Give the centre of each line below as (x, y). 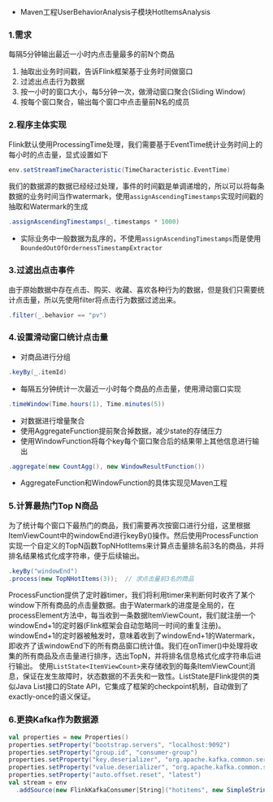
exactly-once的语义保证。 (52, 696)
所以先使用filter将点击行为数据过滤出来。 (112, 300)
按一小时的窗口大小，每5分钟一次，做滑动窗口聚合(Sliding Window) (133, 92)
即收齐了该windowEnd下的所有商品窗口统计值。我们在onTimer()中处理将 (130, 646)
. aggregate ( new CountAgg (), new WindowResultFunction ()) (107, 466)
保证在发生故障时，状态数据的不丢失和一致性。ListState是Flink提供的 (138, 676)
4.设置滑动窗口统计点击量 (58, 337)
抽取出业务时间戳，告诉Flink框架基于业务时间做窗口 (106, 72)
